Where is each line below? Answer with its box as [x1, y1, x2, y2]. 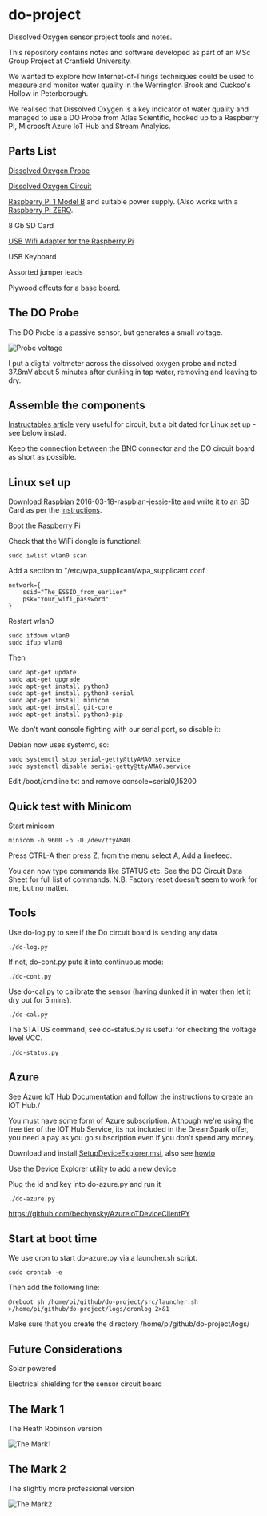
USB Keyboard [8, 251, 57, 261]
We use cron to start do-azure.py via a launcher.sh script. [8, 1253, 198, 1263]
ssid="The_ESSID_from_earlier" [22, 589, 127, 597]
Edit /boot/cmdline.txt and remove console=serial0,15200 [8, 777, 197, 786]
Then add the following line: [8, 1283, 100, 1293]
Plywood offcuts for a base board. [8, 283, 121, 292]
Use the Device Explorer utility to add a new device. [8, 1164, 178, 1173]
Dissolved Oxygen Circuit [8, 181, 92, 191]
